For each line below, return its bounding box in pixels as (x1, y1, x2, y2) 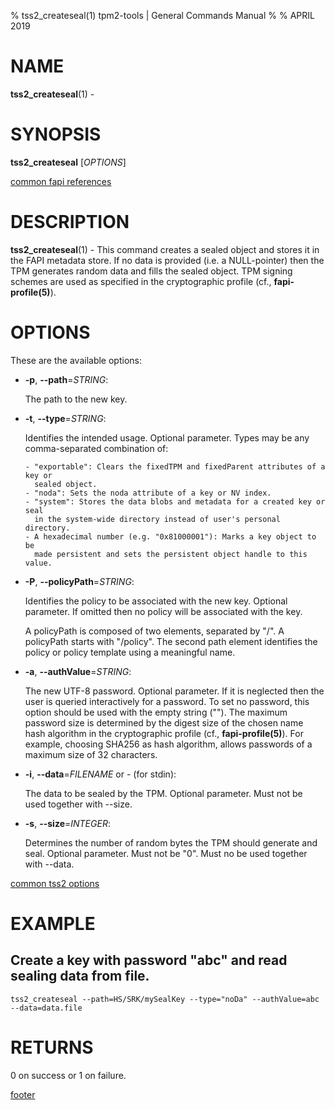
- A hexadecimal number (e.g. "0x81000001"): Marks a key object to (24, 531, 317, 542)
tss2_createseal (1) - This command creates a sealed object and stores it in (10, 243, 320, 255)
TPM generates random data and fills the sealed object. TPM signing (10, 265, 293, 277)
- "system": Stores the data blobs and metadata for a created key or (24, 496, 326, 507)
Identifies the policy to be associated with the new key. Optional (24, 595, 288, 607)
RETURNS (10, 1036, 94, 1059)
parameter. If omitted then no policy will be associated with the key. (24, 605, 303, 617)
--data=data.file (10, 1003, 83, 1013)
